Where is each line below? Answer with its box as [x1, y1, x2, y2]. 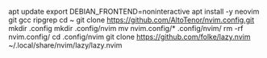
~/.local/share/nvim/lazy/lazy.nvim [8, 41, 123, 50]
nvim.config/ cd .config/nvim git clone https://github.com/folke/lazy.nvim [8, 32, 251, 41]
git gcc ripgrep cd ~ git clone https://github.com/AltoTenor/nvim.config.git [8, 15, 255, 25]
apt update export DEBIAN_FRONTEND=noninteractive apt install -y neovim [8, 7, 260, 16]
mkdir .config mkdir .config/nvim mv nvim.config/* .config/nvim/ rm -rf [8, 24, 244, 33]
